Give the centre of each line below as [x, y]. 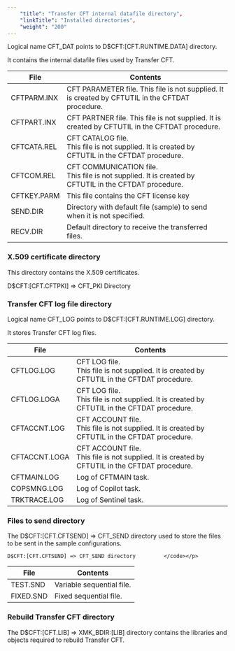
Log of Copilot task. [109, 488]
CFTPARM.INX [34, 98]
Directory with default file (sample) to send [137, 207]
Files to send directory [46, 520]
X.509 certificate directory [54, 257]
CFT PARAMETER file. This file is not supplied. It [145, 90]
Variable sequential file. [93, 585]
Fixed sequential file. [88, 596]
